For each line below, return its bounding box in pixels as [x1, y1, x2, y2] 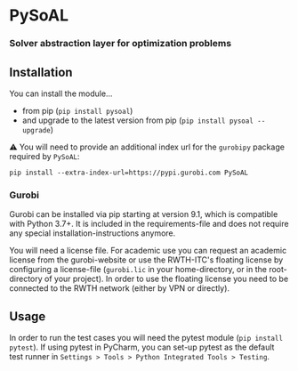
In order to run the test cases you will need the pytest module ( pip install [9, 333, 283, 343]
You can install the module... [9, 88, 113, 99]
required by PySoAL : [9, 150, 80, 161]
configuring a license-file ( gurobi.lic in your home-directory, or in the [9, 264, 267, 275]
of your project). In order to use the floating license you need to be [44, 273, 289, 285]
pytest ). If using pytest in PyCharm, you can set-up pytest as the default [9, 342, 275, 352]
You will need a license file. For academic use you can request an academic [9, 246, 287, 256]
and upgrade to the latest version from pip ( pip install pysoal [21, 115, 254, 125]
